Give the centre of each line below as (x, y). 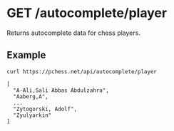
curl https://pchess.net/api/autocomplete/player (82, 72)
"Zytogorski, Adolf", (45, 109)
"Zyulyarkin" (32, 115)
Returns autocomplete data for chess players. (73, 33)
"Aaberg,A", (31, 96)
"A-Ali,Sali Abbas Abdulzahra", (61, 90)
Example (26, 55)
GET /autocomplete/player (87, 13)
